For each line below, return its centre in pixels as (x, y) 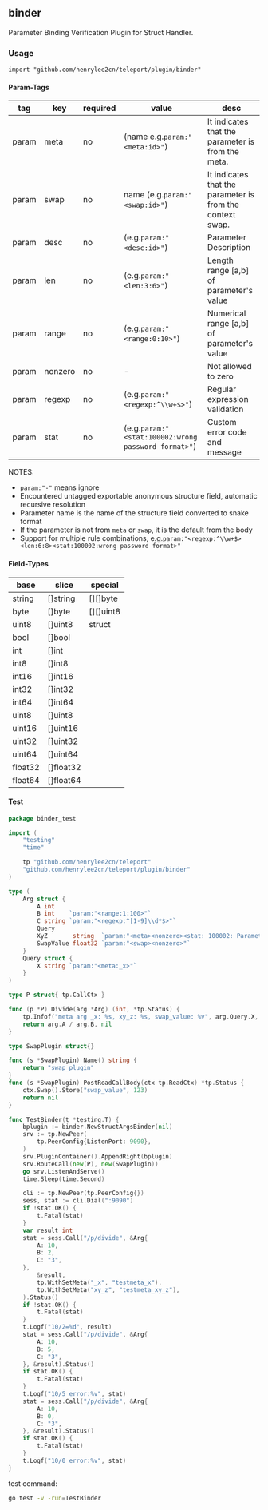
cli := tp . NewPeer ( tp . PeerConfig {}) (84, 1194)
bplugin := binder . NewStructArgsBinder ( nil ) (98, 1127)
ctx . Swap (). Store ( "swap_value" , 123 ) (85, 1090)
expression (228, 399)
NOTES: (21, 472)
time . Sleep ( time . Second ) (64, 1179)
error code (227, 432)
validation (225, 409)
